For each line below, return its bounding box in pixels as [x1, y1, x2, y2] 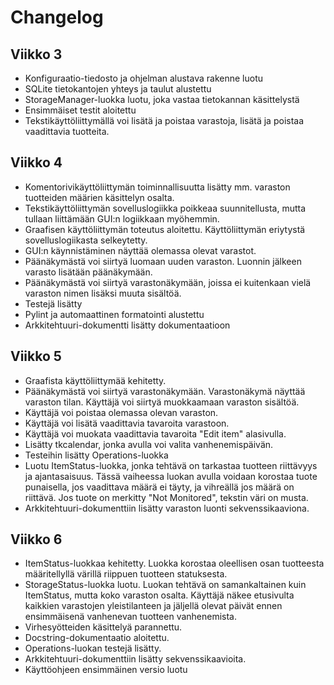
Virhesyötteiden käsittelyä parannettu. [24, 621, 183, 633]
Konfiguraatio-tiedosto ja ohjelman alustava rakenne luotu [24, 72, 264, 84]
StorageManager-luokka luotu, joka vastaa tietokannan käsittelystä [24, 94, 300, 105]
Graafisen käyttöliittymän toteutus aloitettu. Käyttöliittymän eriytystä [24, 223, 306, 235]
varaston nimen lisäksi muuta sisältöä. [24, 287, 182, 299]
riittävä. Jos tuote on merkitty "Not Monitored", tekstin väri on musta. [24, 491, 309, 503]
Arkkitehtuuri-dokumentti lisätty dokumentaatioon [24, 319, 231, 331]
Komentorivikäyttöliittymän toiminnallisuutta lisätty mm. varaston [24, 181, 291, 193]
